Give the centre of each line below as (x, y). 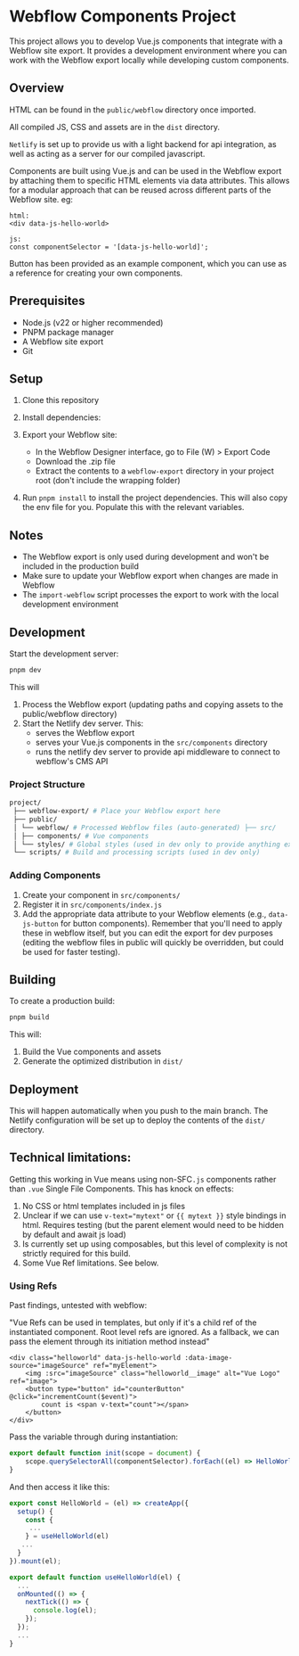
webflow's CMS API (72, 761)
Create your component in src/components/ (101, 894)
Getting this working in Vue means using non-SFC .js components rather (143, 1179)
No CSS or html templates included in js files (103, 1206)
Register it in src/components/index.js (92, 904)
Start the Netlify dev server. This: (83, 723)
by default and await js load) (74, 1234)
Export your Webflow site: (69, 435)
